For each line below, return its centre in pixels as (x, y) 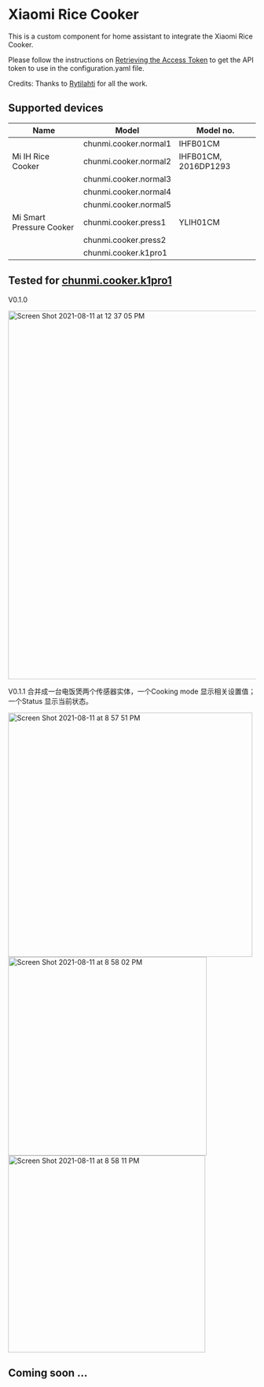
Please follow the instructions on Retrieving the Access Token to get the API (131, 60)
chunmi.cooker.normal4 (127, 192)
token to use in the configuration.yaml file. (76, 68)
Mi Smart (29, 217)
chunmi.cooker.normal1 (127, 143)
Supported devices (56, 108)
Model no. (215, 130)
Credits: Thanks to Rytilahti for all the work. (78, 83)
